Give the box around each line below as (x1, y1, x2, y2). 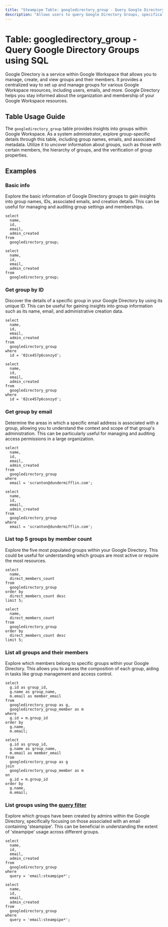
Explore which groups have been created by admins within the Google (5, 813, 150, 819)
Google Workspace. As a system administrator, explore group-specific (5, 131, 150, 137)
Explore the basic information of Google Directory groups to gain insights (5, 193, 156, 199)
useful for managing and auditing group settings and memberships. (5, 204, 144, 210)
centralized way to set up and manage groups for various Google (5, 82, 139, 88)
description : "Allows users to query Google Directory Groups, (5, 12, 140, 17)
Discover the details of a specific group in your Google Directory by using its (5, 298, 162, 304)
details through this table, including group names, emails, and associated (5, 136, 156, 143)
